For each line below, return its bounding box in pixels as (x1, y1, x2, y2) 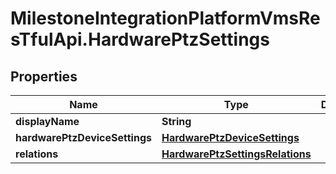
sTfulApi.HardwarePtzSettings (10, 28, 270, 51)
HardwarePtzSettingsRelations (161, 147, 312, 161)
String (161, 115, 192, 128)
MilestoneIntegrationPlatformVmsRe (10, 7, 321, 30)
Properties (10, 68, 78, 85)
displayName (15, 115, 80, 128)
